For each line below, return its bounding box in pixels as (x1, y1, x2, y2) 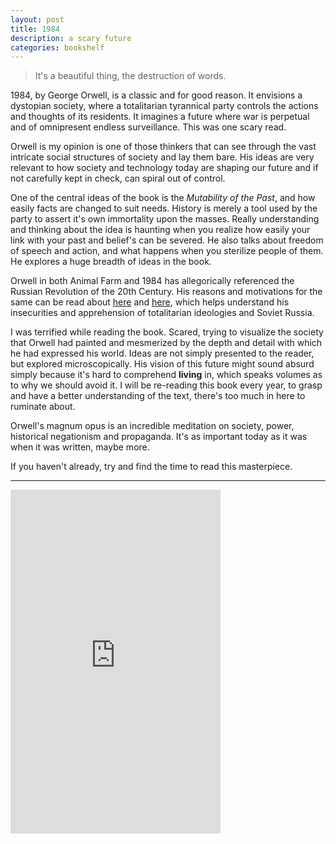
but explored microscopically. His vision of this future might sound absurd (10, 358, 315, 370)
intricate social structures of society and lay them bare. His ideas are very (10, 151, 315, 163)
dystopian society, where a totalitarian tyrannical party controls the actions (10, 100, 319, 112)
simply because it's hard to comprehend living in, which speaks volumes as (10, 369, 323, 381)
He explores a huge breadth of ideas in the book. (10, 256, 212, 268)
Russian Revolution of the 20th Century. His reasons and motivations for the (10, 286, 323, 298)
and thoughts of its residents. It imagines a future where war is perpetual (10, 111, 310, 123)
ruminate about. (10, 401, 76, 413)
